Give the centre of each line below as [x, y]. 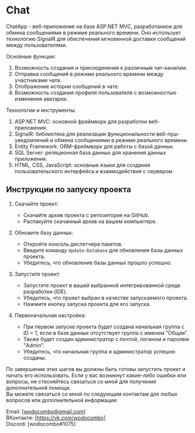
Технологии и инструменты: [41, 110]
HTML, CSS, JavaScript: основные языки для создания [82, 165]
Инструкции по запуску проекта [69, 190]
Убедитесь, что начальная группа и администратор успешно [100, 351]
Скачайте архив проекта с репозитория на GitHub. [86, 215]
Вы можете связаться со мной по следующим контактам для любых [92, 394]
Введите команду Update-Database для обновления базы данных [103, 250]
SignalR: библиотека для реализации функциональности [85, 134]
